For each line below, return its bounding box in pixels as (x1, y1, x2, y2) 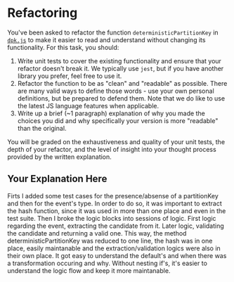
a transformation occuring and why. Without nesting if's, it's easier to (7, 259, 207, 267)
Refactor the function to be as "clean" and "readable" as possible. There (17, 79, 228, 87)
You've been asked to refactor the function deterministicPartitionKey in (7, 28, 219, 37)
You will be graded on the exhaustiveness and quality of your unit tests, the (7, 137, 226, 146)
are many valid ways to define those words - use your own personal (17, 86, 214, 95)
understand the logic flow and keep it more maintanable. (7, 266, 171, 275)
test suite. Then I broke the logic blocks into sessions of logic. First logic (7, 214, 216, 222)
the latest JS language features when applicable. (17, 101, 160, 110)
